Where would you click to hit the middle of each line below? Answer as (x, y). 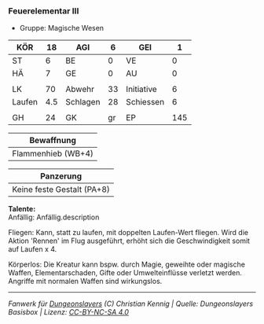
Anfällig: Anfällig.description (54, 217)
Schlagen (83, 102)
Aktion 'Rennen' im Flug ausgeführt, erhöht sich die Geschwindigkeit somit (129, 241)
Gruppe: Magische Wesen (62, 28)
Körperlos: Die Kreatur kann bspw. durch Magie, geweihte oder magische (127, 264)
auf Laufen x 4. (33, 249)
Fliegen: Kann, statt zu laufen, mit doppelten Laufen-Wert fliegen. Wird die (128, 233)
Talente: (22, 209)
